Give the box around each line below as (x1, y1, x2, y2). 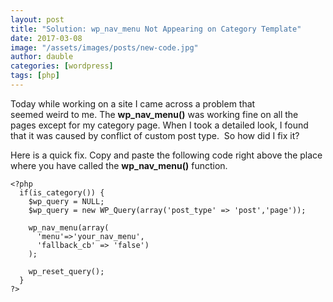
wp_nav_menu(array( (28, 222, 110, 233)
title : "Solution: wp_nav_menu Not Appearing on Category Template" (10, 24, 302, 34)
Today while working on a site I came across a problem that (10, 97, 256, 110)
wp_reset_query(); (28, 266, 105, 276)
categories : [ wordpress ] (10, 61, 114, 71)
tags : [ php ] (10, 71, 60, 81)
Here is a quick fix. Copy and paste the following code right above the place (10, 149, 323, 161)
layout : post (10, 14, 65, 25)
